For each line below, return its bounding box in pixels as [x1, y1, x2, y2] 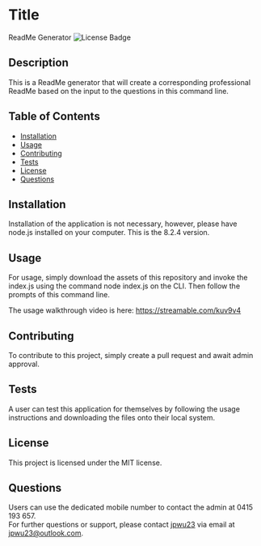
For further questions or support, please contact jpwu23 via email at [8, 520, 236, 530]
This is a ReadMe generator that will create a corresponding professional [8, 77, 251, 87]
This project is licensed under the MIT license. [8, 458, 162, 467]
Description [8, 56, 69, 70]
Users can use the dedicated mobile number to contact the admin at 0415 [8, 502, 253, 512]
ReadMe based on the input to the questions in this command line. [8, 86, 229, 96]
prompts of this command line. [8, 290, 111, 300]
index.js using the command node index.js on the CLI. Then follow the [8, 281, 241, 291]
